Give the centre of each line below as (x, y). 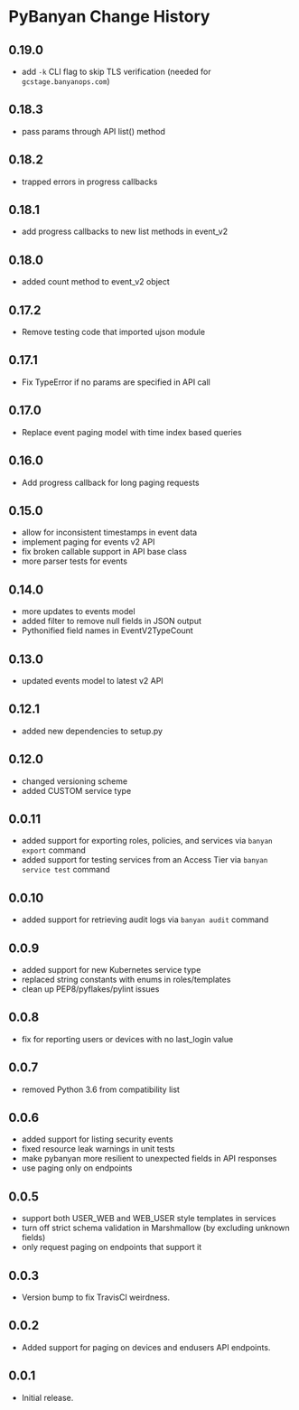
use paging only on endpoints (77, 1168)
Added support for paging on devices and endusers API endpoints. (146, 1347)
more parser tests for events (75, 561)
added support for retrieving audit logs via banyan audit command (145, 920)
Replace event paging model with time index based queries (131, 432)
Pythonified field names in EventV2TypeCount (107, 630)
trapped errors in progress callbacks (89, 182)
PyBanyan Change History (109, 17)
